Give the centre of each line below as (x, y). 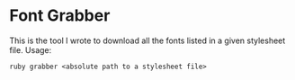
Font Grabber (60, 16)
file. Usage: (31, 49)
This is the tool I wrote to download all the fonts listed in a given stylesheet (147, 40)
